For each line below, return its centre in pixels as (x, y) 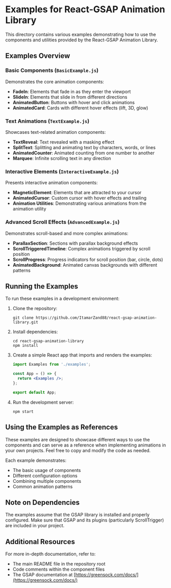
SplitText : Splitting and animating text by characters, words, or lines (84, 147)
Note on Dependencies (43, 502)
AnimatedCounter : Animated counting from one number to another (83, 153)
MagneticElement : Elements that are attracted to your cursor (77, 193)
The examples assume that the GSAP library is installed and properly (77, 515)
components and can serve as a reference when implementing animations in (86, 445)
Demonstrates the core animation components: (55, 81)
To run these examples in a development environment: (63, 299)
